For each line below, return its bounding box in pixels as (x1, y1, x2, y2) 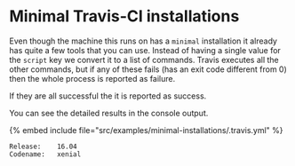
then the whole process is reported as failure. (9, 73, 176, 83)
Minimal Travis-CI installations (9, 6, 240, 27)
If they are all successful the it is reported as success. (9, 91, 207, 101)
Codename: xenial (9, 149, 82, 159)
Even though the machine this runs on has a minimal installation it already (9, 36, 278, 46)
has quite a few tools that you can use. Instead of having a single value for (9, 44, 282, 55)
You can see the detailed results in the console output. (9, 107, 209, 118)
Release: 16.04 (9, 142, 77, 151)
